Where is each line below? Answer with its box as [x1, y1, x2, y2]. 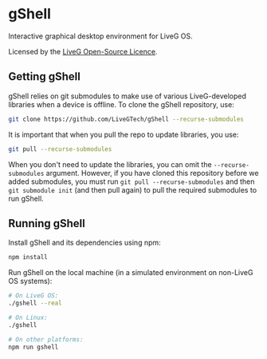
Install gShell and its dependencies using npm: [8, 237, 161, 248]
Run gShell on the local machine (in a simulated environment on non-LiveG [8, 268, 253, 277]
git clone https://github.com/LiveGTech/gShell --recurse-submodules [8, 115, 245, 123]
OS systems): [8, 277, 53, 286]
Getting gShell [8, 70, 81, 84]
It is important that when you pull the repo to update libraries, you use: [8, 130, 239, 139]
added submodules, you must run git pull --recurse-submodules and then [8, 177, 255, 186]
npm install [8, 253, 48, 261]
